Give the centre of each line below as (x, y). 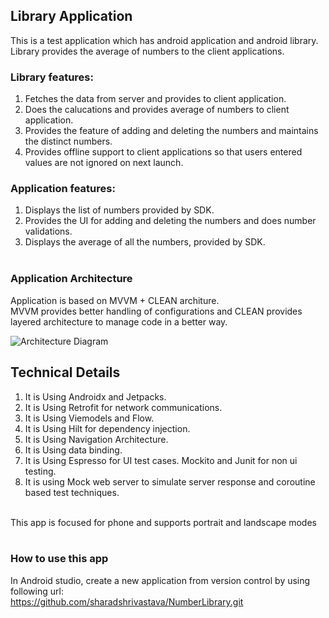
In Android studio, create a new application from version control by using (160, 580)
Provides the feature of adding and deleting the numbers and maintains (171, 131)
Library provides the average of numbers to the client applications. (147, 51)
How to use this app (59, 559)
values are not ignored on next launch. (104, 163)
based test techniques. (72, 492)
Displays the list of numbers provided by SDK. (119, 210)
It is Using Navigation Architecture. (96, 439)
